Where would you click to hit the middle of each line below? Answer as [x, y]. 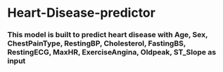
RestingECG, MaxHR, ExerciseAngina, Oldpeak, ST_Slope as [112, 52]
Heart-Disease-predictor [82, 13]
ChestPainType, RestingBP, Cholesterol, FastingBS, [97, 43]
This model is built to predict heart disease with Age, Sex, [108, 35]
